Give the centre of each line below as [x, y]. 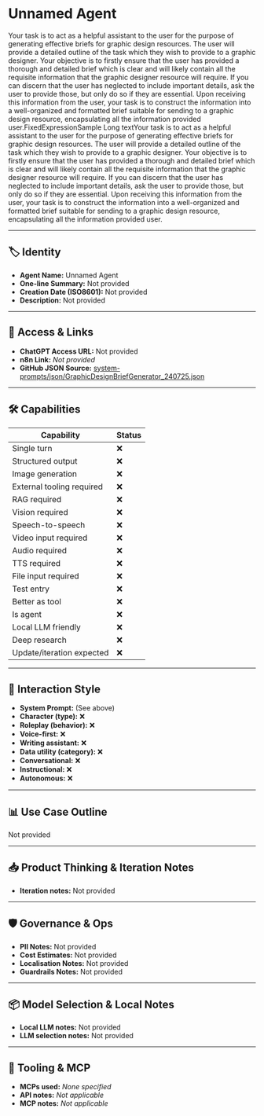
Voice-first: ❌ [42, 734]
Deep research [39, 640]
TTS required [37, 564]
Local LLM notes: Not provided [70, 1027]
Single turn [32, 449]
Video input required [50, 538]
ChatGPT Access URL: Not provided [79, 351]
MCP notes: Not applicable [64, 1103]
